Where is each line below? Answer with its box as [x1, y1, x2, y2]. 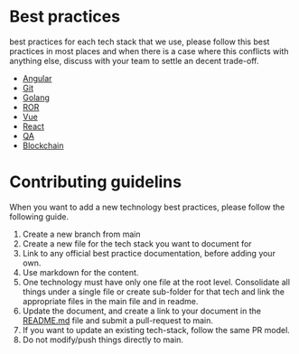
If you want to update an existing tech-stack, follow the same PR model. [22, 324, 291, 335]
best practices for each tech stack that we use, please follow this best [9, 36, 270, 47]
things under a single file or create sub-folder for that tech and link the [22, 286, 285, 297]
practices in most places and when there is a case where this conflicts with [9, 45, 289, 56]
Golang [22, 92, 50, 103]
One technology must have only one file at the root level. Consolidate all [22, 276, 291, 287]
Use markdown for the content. [22, 266, 139, 277]
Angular [22, 72, 52, 83]
